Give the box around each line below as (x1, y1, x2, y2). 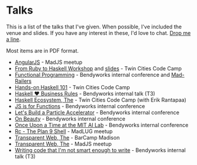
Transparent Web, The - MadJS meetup (14, 140, 112, 147)
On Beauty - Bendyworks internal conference (14, 115, 125, 122)
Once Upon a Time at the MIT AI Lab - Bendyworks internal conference (14, 121, 189, 128)
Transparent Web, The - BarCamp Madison (14, 134, 120, 141)
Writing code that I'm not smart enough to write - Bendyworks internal (14, 146, 186, 154)
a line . (6, 35, 21, 43)
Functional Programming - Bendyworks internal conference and (14, 71, 170, 78)
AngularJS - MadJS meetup (14, 59, 83, 66)
